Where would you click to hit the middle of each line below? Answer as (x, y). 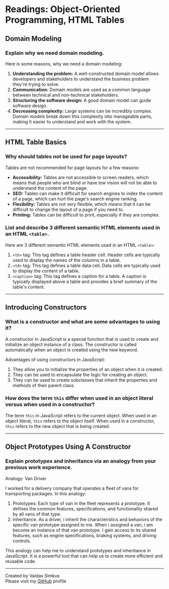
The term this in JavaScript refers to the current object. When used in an (81, 415)
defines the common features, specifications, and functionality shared (85, 508)
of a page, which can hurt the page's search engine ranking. (75, 199)
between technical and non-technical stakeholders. (66, 95)
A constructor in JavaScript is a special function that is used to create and (82, 339)
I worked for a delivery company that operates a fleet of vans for (72, 488)
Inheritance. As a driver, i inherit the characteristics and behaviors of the (87, 519)
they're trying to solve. (36, 84)
